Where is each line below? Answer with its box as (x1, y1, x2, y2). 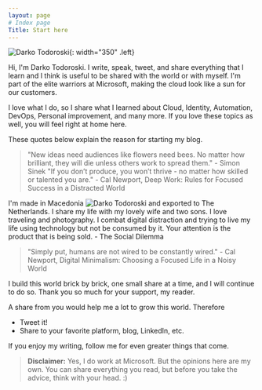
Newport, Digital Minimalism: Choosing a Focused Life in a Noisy (27, 256, 237, 265)
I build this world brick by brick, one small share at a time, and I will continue (8, 279, 255, 289)
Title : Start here (8, 26, 68, 34)
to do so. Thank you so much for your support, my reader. (8, 287, 195, 297)
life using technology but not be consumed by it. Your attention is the (8, 224, 231, 233)
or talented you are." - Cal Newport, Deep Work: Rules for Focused (27, 175, 243, 184)
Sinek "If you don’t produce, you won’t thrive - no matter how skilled (27, 166, 249, 177)
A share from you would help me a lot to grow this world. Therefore (8, 303, 225, 312)
